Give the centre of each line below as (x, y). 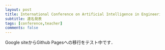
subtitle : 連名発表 (24, 19)
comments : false (22, 28)
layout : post (18, 10)
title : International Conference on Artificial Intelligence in (72, 14)
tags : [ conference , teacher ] (34, 23)
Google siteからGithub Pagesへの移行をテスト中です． (60, 43)
